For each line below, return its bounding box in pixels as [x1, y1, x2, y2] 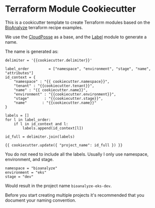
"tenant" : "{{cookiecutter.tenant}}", [14, 83, 95, 88]
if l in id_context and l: [14, 121, 69, 127]
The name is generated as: [5, 48, 59, 54]
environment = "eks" [5, 170, 47, 175]
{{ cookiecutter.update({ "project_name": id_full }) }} [5, 143, 123, 147]
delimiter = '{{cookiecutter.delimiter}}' [5, 58, 92, 63]
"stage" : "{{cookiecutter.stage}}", [14, 96, 103, 101]
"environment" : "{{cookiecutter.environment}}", [14, 92, 117, 96]
